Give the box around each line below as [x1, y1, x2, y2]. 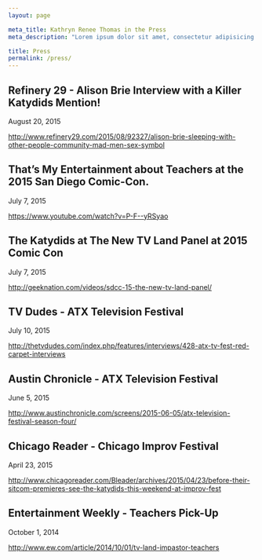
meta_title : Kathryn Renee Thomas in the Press [8, 25, 167, 34]
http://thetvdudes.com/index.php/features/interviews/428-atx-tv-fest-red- [8, 341, 249, 350]
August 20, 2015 [8, 116, 61, 126]
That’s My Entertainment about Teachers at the [8, 163, 245, 177]
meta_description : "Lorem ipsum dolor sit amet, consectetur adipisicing [8, 33, 255, 41]
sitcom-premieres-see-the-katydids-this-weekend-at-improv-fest [8, 484, 221, 493]
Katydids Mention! [8, 96, 101, 109]
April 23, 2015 [8, 460, 53, 470]
